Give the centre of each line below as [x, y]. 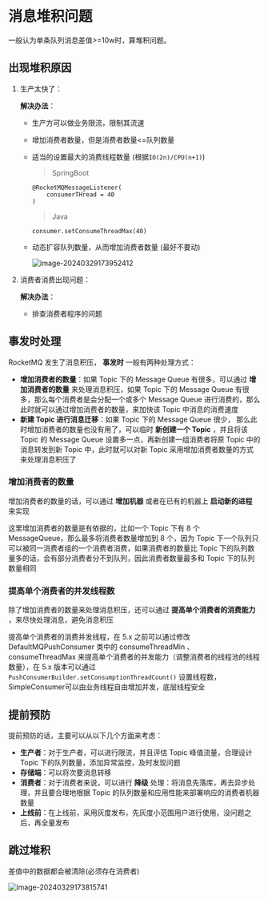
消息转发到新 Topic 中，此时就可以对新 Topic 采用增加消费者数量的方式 [137, 449]
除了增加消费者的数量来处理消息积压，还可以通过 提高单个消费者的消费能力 [132, 610]
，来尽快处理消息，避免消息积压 [61, 620]
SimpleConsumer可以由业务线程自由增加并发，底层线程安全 [107, 687]
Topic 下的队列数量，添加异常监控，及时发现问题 [100, 762]
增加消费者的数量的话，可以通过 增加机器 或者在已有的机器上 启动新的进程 [130, 501]
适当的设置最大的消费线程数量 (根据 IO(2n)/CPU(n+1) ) [118, 156]
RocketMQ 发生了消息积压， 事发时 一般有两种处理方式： [102, 362]
